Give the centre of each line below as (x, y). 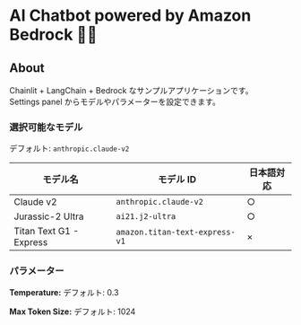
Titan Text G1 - (46, 232)
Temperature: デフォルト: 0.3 (64, 292)
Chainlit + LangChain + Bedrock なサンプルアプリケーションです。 (131, 90)
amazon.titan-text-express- (176, 233)
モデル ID (177, 180)
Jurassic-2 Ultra (49, 216)
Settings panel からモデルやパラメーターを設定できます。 (115, 101)
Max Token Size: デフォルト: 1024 (73, 312)
